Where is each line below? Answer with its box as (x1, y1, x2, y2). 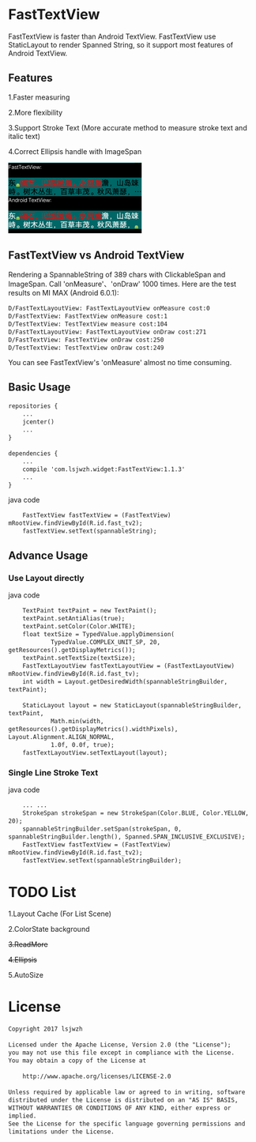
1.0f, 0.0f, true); (50, 741, 115, 749)
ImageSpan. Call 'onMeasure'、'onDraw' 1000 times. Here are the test (8, 279, 237, 288)
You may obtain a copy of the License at (8, 1057, 147, 1065)
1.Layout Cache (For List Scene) (8, 909, 112, 918)
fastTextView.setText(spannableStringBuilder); (22, 857, 182, 865)
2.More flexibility (8, 107, 63, 117)
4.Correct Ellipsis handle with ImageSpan (8, 146, 142, 156)
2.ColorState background (8, 925, 90, 934)
